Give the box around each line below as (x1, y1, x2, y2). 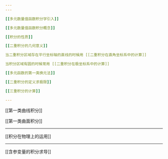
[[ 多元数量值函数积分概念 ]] (5, 25, 55, 30)
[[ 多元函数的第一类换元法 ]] (5, 70, 55, 75)
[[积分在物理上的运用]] (5, 133, 51, 139)
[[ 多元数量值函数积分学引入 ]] (5, 16, 59, 21)
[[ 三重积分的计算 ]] (5, 88, 40, 93)
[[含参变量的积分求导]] (5, 148, 51, 154)
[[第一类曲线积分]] (5, 107, 42, 113)
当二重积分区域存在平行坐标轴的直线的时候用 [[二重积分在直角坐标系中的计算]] (5, 52, 146, 57)
